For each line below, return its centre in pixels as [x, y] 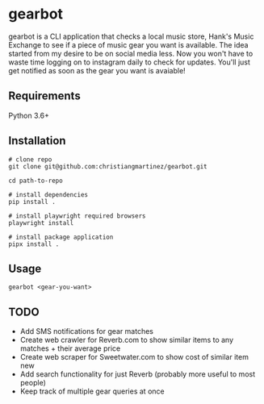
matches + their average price [70, 348]
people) [33, 383]
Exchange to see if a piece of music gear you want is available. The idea [128, 44]
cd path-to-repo [36, 181]
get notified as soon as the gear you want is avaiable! [97, 70]
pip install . [32, 202]
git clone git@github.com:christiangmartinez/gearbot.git [108, 166]
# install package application [61, 237]
